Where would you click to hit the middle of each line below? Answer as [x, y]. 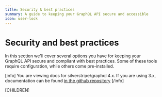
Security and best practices [62, 42]
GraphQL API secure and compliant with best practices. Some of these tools [81, 61]
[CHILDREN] [17, 90]
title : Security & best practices [40, 9]
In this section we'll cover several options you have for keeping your [73, 56]
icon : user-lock [21, 18]
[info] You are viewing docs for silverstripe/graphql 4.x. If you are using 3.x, [81, 76]
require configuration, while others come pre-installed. [60, 66]
